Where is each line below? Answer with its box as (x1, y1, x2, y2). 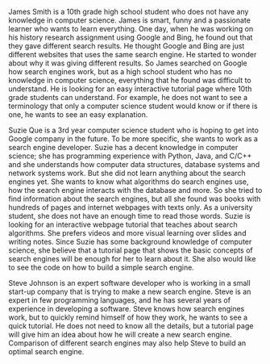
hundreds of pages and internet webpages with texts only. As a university (8, 203, 253, 212)
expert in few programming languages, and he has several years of (8, 295, 231, 305)
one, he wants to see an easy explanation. (8, 110, 148, 119)
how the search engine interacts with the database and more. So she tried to (8, 186, 263, 195)
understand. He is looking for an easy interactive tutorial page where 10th (8, 84, 252, 94)
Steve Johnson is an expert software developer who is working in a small (8, 278, 251, 287)
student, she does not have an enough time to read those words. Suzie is (8, 211, 251, 220)
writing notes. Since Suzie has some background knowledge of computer (8, 237, 252, 246)
